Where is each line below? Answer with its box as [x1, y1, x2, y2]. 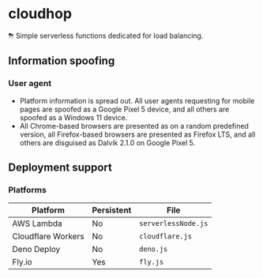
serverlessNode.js [139, 219, 209, 228]
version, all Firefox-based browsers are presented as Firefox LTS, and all [19, 130, 256, 139]
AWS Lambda [12, 218, 63, 229]
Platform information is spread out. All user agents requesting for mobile [19, 96, 255, 105]
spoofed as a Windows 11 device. [19, 112, 128, 122]
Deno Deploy [12, 244, 61, 255]
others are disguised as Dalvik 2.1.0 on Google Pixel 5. [19, 137, 196, 147]
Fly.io [12, 257, 33, 268]
